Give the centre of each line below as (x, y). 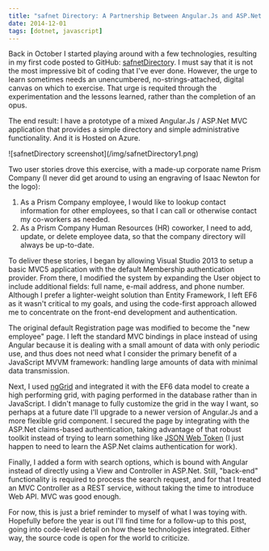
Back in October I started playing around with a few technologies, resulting (132, 54)
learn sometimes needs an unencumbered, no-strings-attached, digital (126, 80)
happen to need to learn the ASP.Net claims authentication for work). (123, 447)
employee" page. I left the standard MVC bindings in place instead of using (133, 337)
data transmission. (39, 371)
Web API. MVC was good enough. (65, 497)
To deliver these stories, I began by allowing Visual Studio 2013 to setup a (131, 261)
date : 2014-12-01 (38, 23)
